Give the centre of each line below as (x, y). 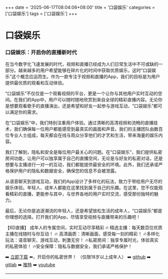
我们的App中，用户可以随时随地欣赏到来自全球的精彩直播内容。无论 (88, 100)
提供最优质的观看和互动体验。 (36, 83)
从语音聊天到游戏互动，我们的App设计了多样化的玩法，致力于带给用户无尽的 (84, 182)
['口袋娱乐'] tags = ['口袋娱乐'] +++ (41, 13)
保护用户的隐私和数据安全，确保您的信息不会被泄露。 (64, 171)
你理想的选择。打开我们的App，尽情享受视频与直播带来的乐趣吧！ (73, 217)
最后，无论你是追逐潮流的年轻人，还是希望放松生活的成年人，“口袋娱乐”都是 (84, 211)
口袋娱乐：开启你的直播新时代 (41, 52)
